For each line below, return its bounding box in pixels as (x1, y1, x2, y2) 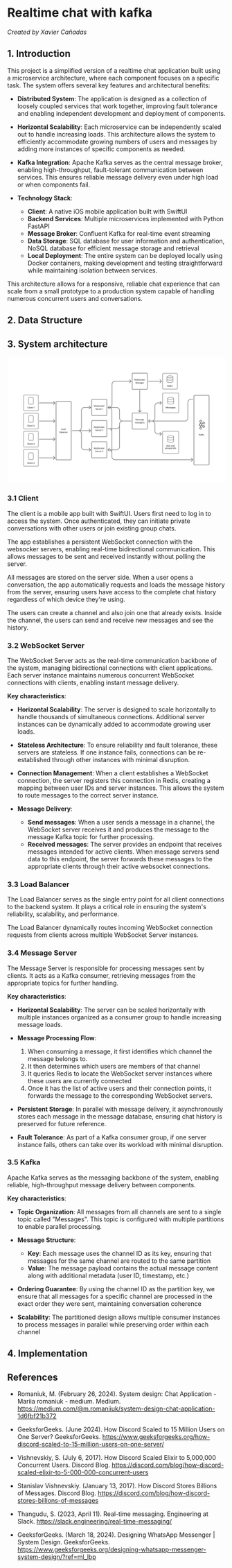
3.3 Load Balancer (7, 879, 70, 889)
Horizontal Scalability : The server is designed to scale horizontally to (17, 705, 217, 714)
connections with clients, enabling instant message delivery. (7, 678, 179, 687)
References (7, 1371, 58, 1383)
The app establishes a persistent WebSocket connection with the (7, 537, 193, 546)
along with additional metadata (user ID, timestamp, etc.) (27, 1271, 189, 1280)
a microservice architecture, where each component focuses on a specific (7, 74, 220, 82)
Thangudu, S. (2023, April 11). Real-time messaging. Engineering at (17, 1510, 209, 1518)
